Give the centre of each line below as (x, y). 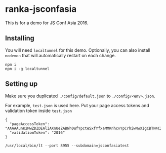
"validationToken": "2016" (37, 133)
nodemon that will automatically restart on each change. (61, 55)
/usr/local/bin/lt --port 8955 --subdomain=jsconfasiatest (67, 146)
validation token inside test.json (39, 111)
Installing (20, 38)
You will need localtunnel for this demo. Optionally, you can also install (78, 50)
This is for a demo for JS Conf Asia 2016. (47, 23)
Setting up (21, 84)
